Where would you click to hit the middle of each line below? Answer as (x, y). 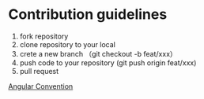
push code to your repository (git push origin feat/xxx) (108, 62)
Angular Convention (41, 86)
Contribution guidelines (88, 15)
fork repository (44, 36)
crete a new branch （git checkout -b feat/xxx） (98, 53)
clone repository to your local (68, 44)
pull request (39, 71)
